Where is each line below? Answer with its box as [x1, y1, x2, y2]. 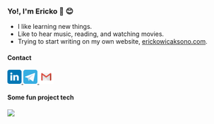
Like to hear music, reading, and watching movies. [17, 30, 165, 38]
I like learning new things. [17, 23, 93, 31]
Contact [7, 53, 32, 62]
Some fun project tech [7, 93, 74, 101]
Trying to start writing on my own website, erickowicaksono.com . [17, 37, 208, 46]
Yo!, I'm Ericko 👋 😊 [7, 6, 73, 16]
